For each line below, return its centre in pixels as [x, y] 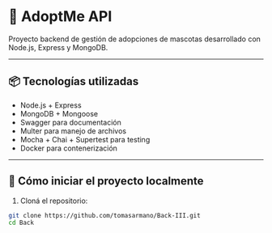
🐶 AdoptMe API [60, 17]
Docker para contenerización [68, 148]
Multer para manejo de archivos [73, 131]
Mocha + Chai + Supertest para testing [85, 139]
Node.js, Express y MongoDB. [58, 47]
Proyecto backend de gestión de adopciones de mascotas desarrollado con [135, 39]
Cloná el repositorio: [54, 201]
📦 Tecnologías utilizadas [74, 81]
